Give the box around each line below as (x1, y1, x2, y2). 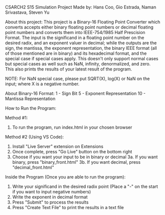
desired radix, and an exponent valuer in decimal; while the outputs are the (5, 40, 157, 46)
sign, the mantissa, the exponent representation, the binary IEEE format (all (5, 45, 157, 51)
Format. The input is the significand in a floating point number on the (5, 35, 144, 40)
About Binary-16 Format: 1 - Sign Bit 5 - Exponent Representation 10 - (5, 91, 146, 96)
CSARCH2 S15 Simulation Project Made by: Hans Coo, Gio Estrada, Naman (5, 4, 157, 10)
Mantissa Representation (5, 96, 56, 102)
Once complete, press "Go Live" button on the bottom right (12, 149, 132, 154)
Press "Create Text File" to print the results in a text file (12, 205, 124, 210)
